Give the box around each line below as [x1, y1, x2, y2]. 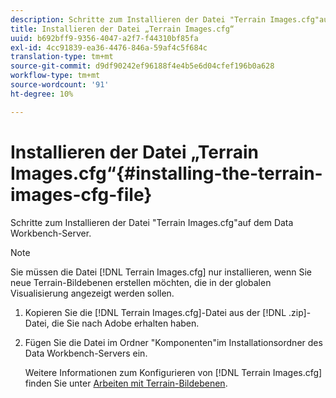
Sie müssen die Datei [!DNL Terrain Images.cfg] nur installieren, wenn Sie [10, 266, 313, 278]
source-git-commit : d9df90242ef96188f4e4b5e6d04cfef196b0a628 [10, 61, 275, 71]
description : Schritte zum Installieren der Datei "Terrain [10, 14, 267, 25]
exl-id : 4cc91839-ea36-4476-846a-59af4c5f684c [10, 42, 208, 53]
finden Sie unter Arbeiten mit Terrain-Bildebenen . [24, 377, 228, 389]
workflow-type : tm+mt [10, 71, 101, 81]
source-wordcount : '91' [10, 80, 110, 90]
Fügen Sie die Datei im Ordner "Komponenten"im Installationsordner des [24, 336, 323, 348]
